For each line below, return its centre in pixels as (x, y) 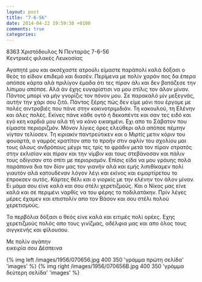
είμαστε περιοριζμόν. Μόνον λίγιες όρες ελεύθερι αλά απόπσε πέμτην (96, 128)
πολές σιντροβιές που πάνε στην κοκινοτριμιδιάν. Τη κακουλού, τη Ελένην (101, 109)
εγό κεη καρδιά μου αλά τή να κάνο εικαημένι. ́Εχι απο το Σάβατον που (96, 121)
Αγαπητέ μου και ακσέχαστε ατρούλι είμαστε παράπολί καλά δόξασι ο (96, 70)
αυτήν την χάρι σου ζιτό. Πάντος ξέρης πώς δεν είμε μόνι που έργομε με (99, 102)
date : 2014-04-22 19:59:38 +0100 (49, 23)
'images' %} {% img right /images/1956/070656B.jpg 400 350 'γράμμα (95, 266)
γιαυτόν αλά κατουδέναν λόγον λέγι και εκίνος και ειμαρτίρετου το (92, 173)
